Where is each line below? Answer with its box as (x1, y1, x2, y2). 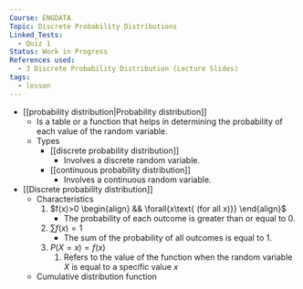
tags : (9, 73, 30, 82)
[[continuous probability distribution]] (49, 164, 192, 175)
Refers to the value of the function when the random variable (63, 252, 293, 263)
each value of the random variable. (36, 125, 168, 137)
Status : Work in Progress (9, 47, 108, 57)
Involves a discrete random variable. (63, 154, 201, 165)
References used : (9, 56, 76, 65)
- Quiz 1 (17, 38, 51, 48)
